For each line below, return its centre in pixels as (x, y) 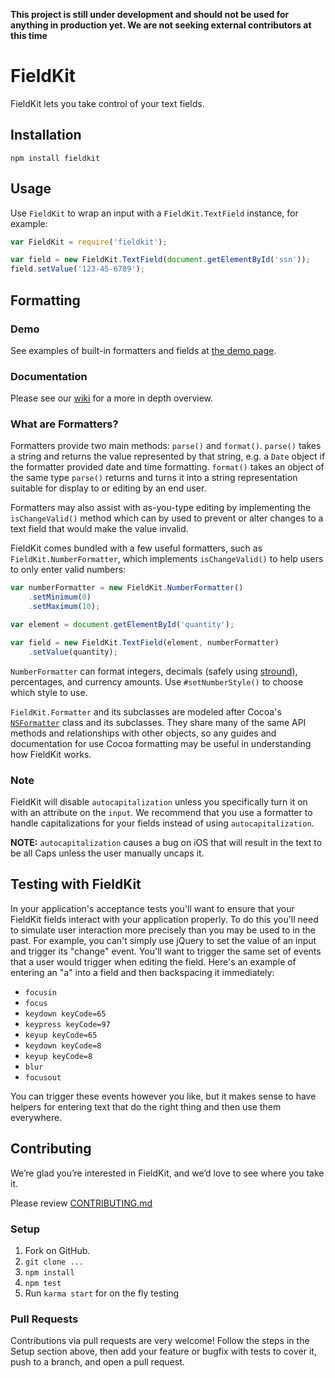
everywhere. (36, 1117)
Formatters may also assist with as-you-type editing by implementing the (161, 508)
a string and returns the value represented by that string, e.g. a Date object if (168, 456)
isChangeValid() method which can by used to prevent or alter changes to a (167, 518)
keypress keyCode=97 (67, 1024)
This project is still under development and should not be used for (150, 14)
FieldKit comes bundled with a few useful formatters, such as (136, 548)
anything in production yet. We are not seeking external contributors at (161, 25)
